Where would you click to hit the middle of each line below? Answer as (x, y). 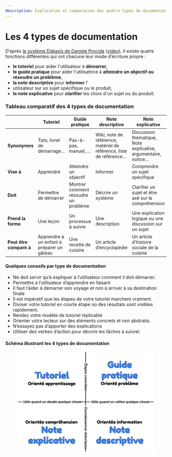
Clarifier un (144, 187)
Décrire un (106, 192)
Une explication (148, 213)
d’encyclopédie (112, 247)
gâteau (45, 253)
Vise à (14, 172)
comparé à (19, 247)
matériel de (107, 146)
